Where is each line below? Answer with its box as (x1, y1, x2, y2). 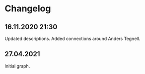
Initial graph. (4, 63, 30, 69)
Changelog (4, 3, 51, 14)
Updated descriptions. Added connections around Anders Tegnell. (4, 36, 141, 41)
